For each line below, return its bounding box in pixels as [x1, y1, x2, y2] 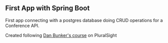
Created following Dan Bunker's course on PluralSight [5, 32, 117, 38]
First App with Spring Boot [5, 4, 90, 12]
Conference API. [5, 22, 39, 28]
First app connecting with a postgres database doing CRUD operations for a [5, 17, 163, 23]
